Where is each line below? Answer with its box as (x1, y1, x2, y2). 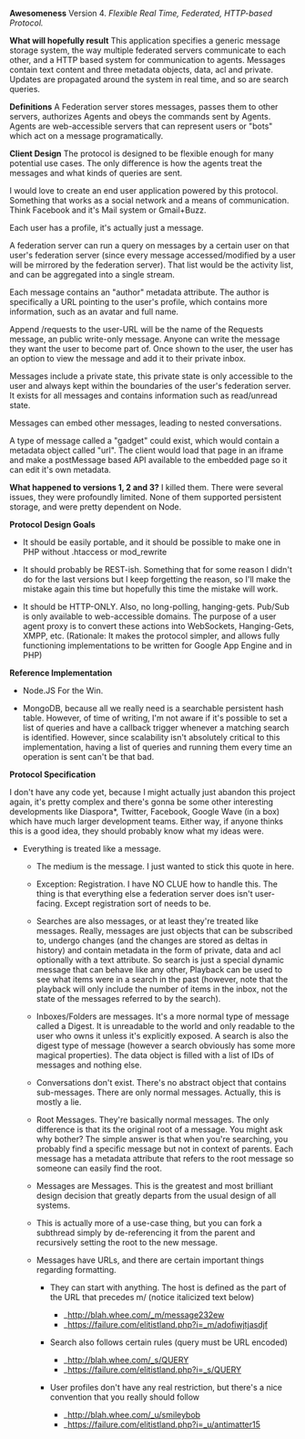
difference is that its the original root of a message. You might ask (36, 1124, 283, 1135)
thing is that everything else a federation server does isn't (36, 888, 253, 898)
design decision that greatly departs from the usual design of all (36, 1191, 277, 1201)
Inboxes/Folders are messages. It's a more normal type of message (36, 1011, 290, 1022)
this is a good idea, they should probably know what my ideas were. (9, 825, 264, 836)
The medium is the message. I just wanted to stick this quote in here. (36, 861, 294, 871)
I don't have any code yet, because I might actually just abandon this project (9, 787, 296, 797)
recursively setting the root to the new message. (36, 1237, 219, 1247)
